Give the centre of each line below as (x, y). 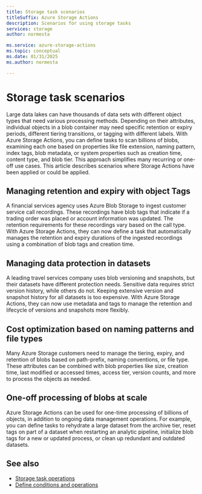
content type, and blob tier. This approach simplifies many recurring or (94, 159)
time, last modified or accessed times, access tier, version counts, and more (101, 372)
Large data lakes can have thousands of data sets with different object (94, 114)
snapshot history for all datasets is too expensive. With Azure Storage (93, 297)
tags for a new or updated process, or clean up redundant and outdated (96, 438)
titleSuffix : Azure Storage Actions (52, 18)
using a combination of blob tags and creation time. (70, 244)
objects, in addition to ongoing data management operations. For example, (99, 419)
